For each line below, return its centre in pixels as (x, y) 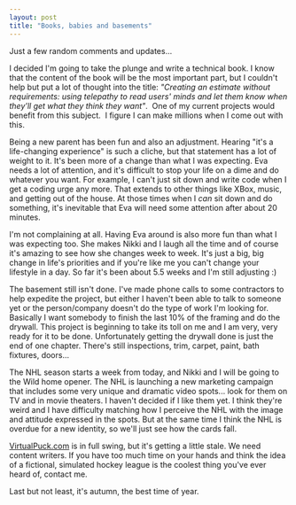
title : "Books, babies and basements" (81, 26)
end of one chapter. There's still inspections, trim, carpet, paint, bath (134, 346)
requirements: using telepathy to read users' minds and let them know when (148, 96)
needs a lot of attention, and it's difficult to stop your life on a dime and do (144, 170)
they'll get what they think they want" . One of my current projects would (142, 105)
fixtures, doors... (39, 354)
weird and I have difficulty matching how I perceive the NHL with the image (146, 409)
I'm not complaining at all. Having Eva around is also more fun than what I (143, 234)
